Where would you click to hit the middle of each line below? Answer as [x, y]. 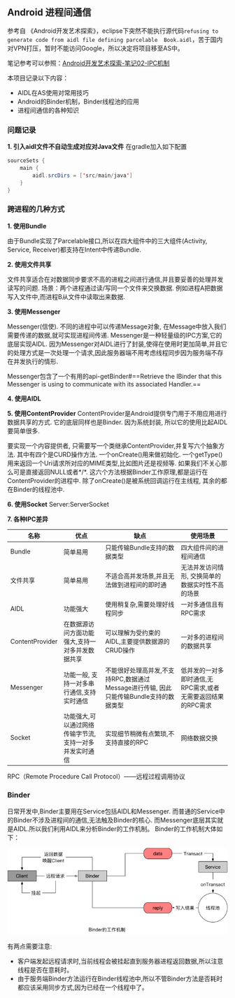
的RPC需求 [196, 705]
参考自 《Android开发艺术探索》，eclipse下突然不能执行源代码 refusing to [113, 31]
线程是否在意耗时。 [45, 969]
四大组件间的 [199, 547]
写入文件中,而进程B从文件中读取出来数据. [66, 296]
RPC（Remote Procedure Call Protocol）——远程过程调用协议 [96, 776]
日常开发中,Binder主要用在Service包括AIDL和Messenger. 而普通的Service [113, 811]
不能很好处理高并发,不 [136, 670]
